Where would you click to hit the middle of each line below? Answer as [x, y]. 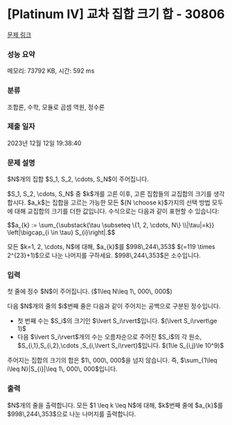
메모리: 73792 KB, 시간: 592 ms [51, 71]
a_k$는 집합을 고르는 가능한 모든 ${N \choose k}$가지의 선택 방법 [121, 202]
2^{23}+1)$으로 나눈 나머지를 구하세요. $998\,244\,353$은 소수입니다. [104, 255]
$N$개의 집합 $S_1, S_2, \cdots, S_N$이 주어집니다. [78, 179]
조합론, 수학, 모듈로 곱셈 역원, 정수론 [56, 107]
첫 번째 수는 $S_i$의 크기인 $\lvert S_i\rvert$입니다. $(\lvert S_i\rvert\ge [117, 321]
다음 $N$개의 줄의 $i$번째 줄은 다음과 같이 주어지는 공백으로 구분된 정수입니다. [114, 306]
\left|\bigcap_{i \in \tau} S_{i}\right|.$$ [61, 232]
